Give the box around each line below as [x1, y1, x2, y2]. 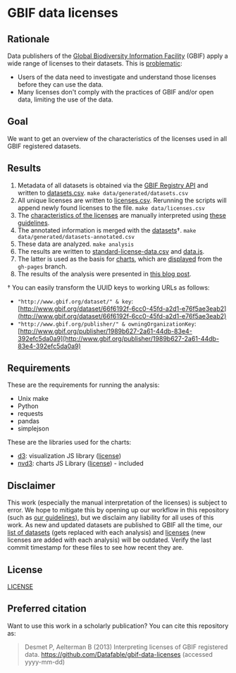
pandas [17, 417, 40, 426]
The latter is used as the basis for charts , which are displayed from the [17, 254, 223, 263]
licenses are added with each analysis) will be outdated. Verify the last [7, 536, 212, 544]
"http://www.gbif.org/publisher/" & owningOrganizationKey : [17, 319, 197, 328]
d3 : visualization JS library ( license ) [17, 452, 122, 460]
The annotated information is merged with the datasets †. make [17, 226, 197, 234]
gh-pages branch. [17, 262, 68, 271]
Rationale [7, 33, 50, 45]
